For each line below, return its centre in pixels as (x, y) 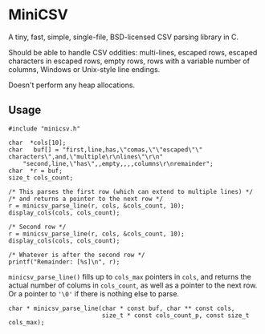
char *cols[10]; (37, 143)
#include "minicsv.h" (45, 129)
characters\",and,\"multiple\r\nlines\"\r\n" (86, 157)
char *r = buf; (35, 171)
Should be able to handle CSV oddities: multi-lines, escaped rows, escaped (133, 52)
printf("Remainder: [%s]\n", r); (64, 262)
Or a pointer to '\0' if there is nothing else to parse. (94, 293)
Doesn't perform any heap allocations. (71, 85)
